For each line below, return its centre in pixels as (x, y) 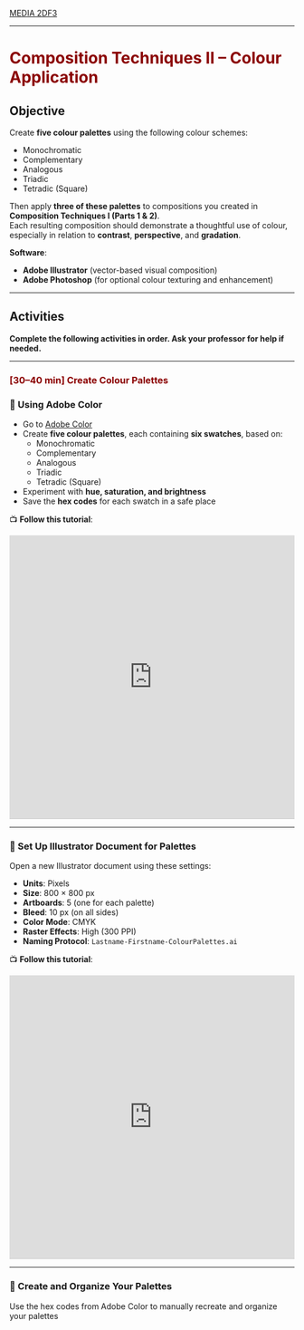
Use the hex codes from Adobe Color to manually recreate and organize (143, 1306)
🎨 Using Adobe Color (56, 404)
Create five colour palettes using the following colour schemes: (129, 132)
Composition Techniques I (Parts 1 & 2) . (85, 216)
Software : (28, 252)
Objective (38, 111)
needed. (26, 348)
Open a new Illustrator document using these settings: (110, 866)
